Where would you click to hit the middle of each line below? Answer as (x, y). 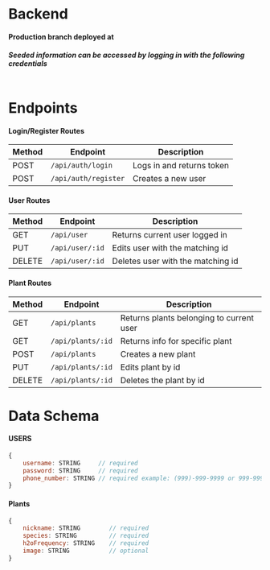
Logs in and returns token (181, 166)
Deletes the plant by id (162, 380)
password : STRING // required (80, 471)
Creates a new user (169, 179)
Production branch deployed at (61, 36)
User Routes (29, 200)
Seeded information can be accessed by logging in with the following (127, 55)
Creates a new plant (158, 353)
